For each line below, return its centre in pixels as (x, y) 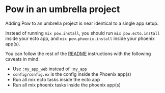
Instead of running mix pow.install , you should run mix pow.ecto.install (83, 33)
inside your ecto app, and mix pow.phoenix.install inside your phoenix (80, 38)
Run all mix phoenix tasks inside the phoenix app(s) (66, 85)
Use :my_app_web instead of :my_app (50, 69)
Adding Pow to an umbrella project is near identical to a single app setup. (82, 23)
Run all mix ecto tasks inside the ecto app (56, 79)
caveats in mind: (22, 59)
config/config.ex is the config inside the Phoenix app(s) (72, 74)
